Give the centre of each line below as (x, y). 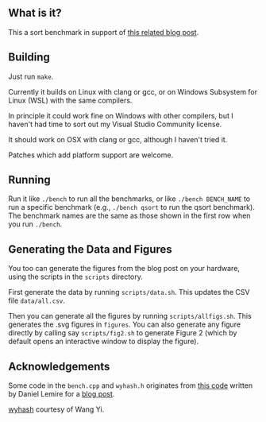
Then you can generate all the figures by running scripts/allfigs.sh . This (130, 316)
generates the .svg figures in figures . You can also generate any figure (124, 324)
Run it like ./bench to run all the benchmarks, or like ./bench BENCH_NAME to (129, 199)
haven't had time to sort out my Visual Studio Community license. (115, 124)
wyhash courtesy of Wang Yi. (56, 409)
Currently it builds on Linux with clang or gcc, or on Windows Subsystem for (133, 91)
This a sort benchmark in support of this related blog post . (104, 32)
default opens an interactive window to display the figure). (104, 342)
